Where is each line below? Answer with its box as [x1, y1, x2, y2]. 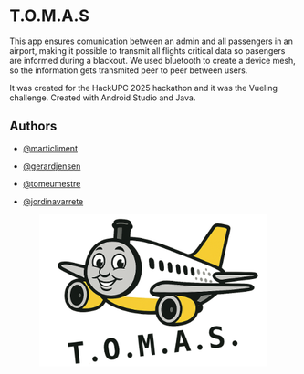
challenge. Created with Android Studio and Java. [9, 92, 196, 103]
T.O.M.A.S [9, 5, 89, 26]
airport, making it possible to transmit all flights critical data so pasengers [9, 45, 286, 56]
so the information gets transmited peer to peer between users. [9, 65, 248, 76]
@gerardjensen [22, 161, 81, 171]
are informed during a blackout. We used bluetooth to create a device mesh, [9, 55, 297, 66]
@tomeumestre [22, 178, 81, 189]
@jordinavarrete [22, 195, 84, 206]
